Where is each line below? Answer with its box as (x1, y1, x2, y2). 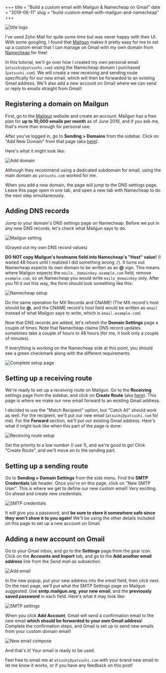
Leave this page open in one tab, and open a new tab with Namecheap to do (5, 187, 161, 193)
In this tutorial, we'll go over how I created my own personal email (5, 59, 139, 65)
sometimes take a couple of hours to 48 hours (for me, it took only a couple (5, 330, 159, 336)
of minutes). (5, 335, 30, 341)
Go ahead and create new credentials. (5, 491, 83, 497)
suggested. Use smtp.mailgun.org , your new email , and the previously (5, 588, 152, 594)
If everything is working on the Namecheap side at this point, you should (5, 345, 153, 351)
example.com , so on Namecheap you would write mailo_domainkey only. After (5, 275, 160, 281)
